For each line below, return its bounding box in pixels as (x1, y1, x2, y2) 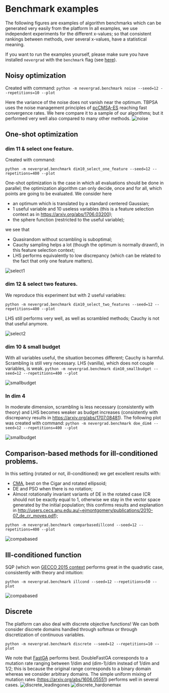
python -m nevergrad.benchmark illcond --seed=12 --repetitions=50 (5, 579, 151, 584)
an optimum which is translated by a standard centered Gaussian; (12, 201, 150, 207)
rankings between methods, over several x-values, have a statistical (5, 36, 147, 42)
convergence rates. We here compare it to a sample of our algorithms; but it (5, 110, 163, 116)
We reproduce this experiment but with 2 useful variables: (5, 292, 126, 298)
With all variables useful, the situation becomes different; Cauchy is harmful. (5, 355, 164, 361)
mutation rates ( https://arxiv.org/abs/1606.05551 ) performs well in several (5, 676, 159, 682)
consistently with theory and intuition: (5, 569, 84, 575)
